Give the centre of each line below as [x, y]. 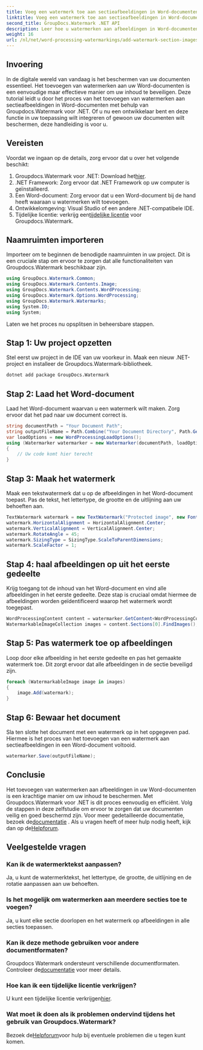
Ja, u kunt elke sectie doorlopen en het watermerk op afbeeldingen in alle [98, 920]
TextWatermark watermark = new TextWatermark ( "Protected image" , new [96, 517]
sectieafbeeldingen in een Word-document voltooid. [71, 745]
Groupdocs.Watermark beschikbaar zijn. [56, 268]
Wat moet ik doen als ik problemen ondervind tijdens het [91, 1014]
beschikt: [18, 164]
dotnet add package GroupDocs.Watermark [58, 375]
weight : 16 [20, 35]
